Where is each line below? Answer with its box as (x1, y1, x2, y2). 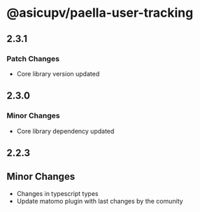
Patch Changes (6, 54, 60, 64)
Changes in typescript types (16, 189, 99, 197)
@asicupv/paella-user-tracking (6, 5, 194, 21)
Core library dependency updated (16, 127, 115, 135)
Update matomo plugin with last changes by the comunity (16, 197, 183, 205)
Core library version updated (16, 69, 100, 78)
